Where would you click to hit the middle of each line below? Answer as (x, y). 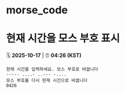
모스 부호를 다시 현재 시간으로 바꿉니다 (47, 81)
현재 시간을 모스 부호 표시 (63, 39)
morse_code (37, 10)
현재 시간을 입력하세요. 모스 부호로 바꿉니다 (52, 69)
